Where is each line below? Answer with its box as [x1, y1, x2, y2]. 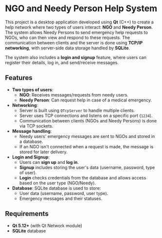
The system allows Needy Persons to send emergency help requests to [5, 29, 148, 35]
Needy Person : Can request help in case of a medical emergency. [19, 97, 152, 103]
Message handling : [12, 128, 52, 134]
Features [5, 74, 33, 82]
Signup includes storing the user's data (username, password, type [19, 164, 155, 170]
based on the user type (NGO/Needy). [19, 180, 96, 186]
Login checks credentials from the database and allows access [19, 175, 146, 180]
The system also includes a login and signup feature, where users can [5, 54, 147, 60]
